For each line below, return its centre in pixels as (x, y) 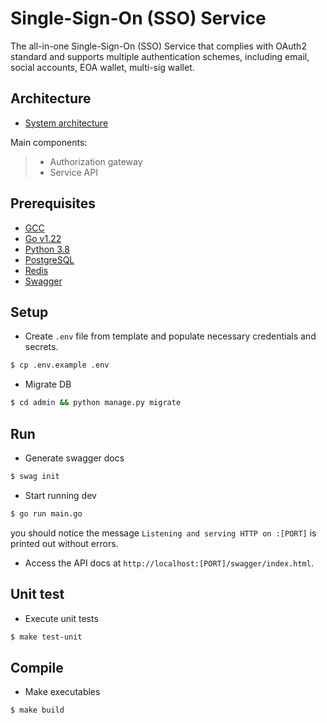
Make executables (62, 692)
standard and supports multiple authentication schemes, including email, (160, 56)
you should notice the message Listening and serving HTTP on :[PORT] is (163, 533)
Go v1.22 (43, 238)
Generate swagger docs (74, 458)
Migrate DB (48, 384)
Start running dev (60, 495)
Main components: (49, 142)
